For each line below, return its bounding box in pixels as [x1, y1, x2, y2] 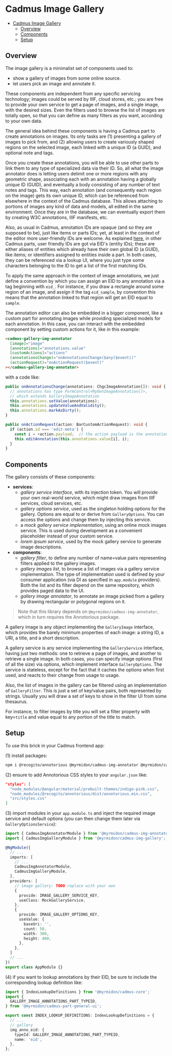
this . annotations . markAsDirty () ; [10, 408, 81, 413]
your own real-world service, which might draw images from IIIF [20, 495, 156, 501]
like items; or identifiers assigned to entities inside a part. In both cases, [5, 252, 157, 258]
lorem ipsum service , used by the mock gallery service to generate [20, 539, 162, 545]
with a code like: [5, 374, 40, 380]
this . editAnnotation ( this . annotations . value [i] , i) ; [14, 436, 130, 441]
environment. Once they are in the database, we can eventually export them [5, 209, 165, 215]
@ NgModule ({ [5, 845, 31, 850]
